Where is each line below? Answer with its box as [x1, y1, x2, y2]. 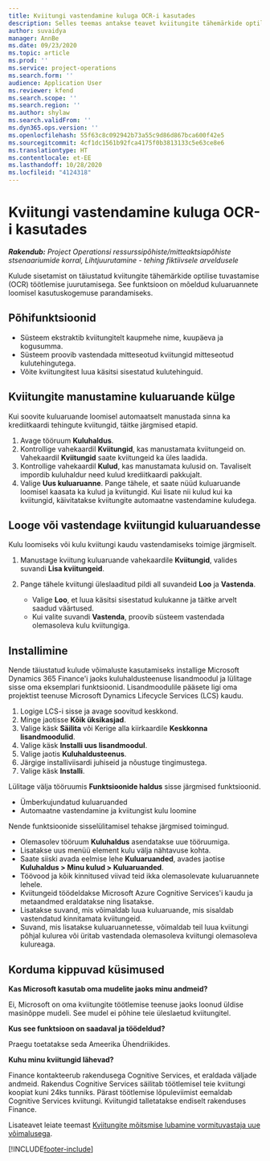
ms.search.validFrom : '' [8, 117, 92, 125]
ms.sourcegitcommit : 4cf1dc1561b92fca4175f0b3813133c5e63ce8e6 [8, 138, 225, 147]
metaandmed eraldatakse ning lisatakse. [19, 897, 154, 906]
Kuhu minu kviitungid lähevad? [8, 1055, 114, 1065]
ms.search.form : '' [8, 72, 74, 80]
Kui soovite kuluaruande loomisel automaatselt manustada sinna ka [8, 411, 231, 421]
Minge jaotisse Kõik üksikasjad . [19, 715, 126, 725]
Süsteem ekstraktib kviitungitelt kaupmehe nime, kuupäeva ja [19, 333, 223, 342]
